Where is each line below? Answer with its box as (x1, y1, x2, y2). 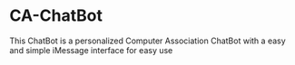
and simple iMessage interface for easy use (9, 44, 173, 55)
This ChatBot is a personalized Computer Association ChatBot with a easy (9, 35, 286, 46)
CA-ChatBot (9, 5, 103, 26)
